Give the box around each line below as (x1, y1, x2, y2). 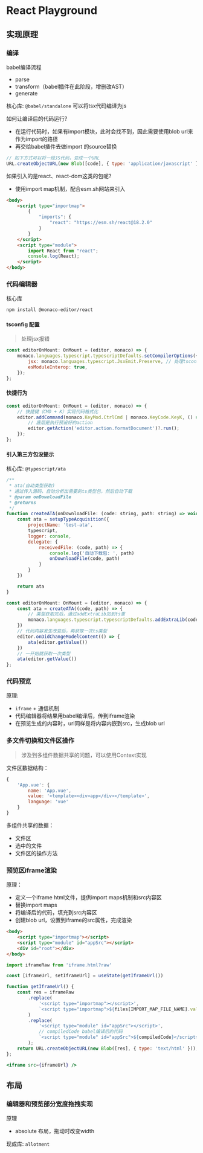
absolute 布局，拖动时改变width (14, 1128, 95, 1135)
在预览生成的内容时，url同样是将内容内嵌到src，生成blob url (14, 720, 165, 727)
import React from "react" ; (28, 248, 98, 254)
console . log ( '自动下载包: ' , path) (49, 550, 135, 556)
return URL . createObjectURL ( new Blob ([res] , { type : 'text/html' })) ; (17, 1045, 199, 1052)
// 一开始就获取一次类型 (17, 650, 71, 657)
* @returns (8, 499, 36, 506)
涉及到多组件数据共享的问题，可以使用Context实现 (21, 751, 147, 759)
